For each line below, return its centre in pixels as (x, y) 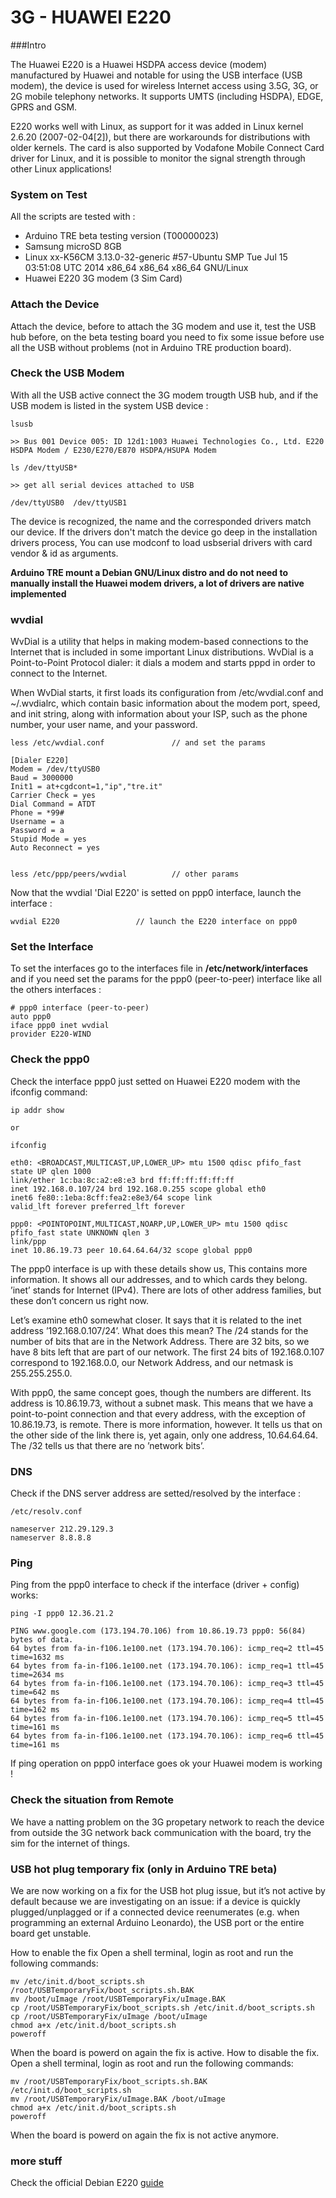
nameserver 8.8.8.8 (51, 1538)
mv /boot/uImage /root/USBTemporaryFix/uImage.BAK (118, 1999)
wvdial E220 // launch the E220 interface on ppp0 (154, 922)
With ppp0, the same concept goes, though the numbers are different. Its (161, 1392)
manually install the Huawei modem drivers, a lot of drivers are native (157, 583)
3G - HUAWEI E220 (91, 17)
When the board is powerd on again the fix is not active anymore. (144, 2135)
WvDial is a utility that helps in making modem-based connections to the (159, 642)
